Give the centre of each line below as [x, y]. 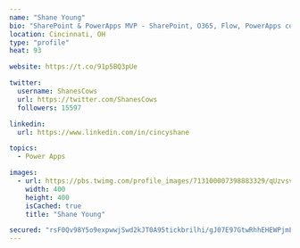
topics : [24, 148]
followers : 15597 [50, 108]
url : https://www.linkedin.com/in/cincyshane [104, 132]
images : [24, 173]
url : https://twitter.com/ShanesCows [87, 99]
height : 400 [47, 197]
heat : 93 [25, 51]
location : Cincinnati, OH [57, 34]
